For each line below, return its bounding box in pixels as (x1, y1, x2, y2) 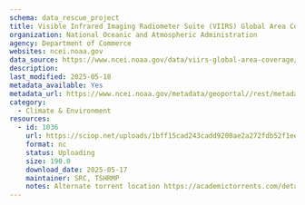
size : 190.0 (25, 156, 71, 166)
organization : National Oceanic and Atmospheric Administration (9, 30, 258, 39)
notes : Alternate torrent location (25, 182, 161, 191)
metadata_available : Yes (9, 81, 103, 90)
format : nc (25, 140, 67, 149)
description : (9, 64, 59, 73)
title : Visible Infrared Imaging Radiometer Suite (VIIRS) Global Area (9, 22, 286, 31)
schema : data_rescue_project (9, 13, 120, 23)
